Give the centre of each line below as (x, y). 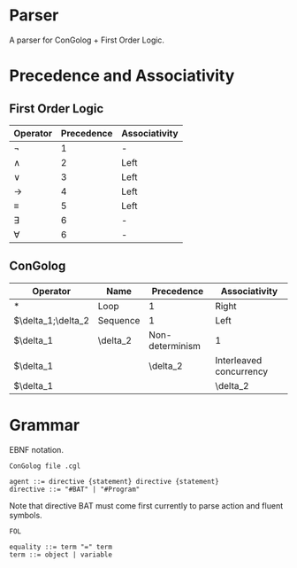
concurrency (242, 371)
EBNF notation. (37, 449)
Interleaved (239, 360)
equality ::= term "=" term (61, 547)
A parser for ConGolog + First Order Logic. (87, 40)
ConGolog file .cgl (45, 466)
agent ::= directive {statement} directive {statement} (114, 481)
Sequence (119, 320)
